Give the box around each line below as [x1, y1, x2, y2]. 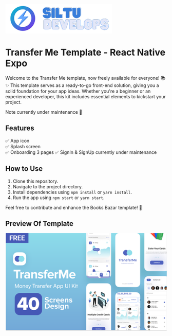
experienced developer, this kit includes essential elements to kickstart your [5, 93, 166, 99]
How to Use [5, 164, 43, 173]
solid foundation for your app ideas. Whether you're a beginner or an [5, 88, 151, 94]
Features [5, 124, 34, 133]
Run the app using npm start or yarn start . [12, 194, 105, 201]
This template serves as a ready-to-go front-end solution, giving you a [10, 82, 159, 89]
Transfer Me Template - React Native [5, 47, 166, 58]
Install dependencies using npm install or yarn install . [12, 189, 132, 195]
